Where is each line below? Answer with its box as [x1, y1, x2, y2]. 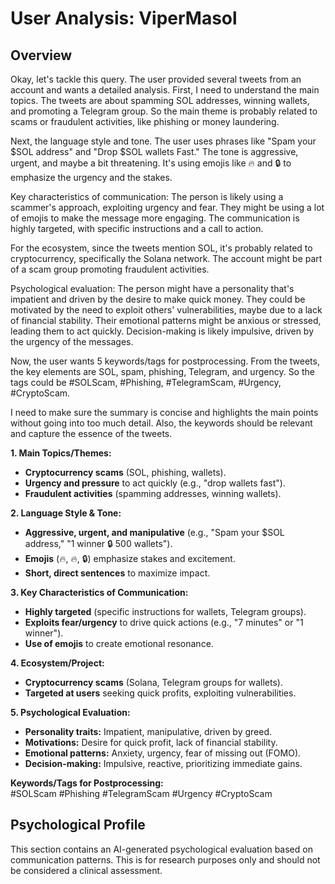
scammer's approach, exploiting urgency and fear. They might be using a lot [10, 202, 325, 213]
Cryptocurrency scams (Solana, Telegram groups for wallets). [24, 677, 283, 688]
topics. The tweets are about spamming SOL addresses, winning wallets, [10, 95, 310, 106]
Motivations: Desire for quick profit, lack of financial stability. [24, 737, 278, 748]
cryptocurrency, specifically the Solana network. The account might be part [10, 253, 323, 264]
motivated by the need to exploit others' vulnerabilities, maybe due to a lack [10, 304, 323, 316]
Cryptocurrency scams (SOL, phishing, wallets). [24, 467, 227, 478]
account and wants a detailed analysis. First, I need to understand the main [10, 84, 320, 96]
